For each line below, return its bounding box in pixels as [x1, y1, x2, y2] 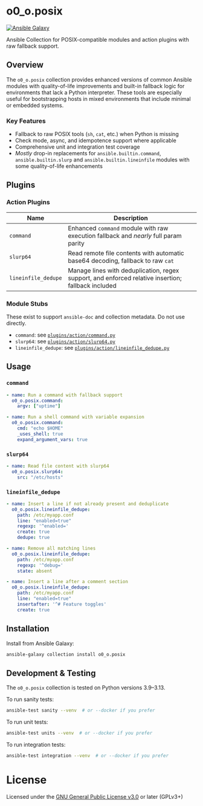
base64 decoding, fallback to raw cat [68, 256, 174, 265]
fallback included [68, 281, 117, 289]
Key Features [6, 117, 47, 125]
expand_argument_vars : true [17, 436, 88, 442]
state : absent [17, 568, 53, 574]
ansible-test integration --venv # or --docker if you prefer [6, 752, 169, 759]
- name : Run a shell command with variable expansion [6, 414, 145, 421]
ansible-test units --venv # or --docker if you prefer [6, 730, 153, 737]
